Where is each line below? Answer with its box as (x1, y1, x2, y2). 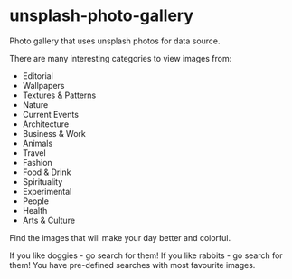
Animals (22, 138, 53, 149)
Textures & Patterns (22, 90, 97, 101)
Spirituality (22, 176, 63, 187)
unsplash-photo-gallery (9, 5, 194, 26)
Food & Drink (22, 167, 71, 178)
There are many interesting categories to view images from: (9, 53, 232, 63)
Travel (22, 147, 47, 159)
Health (22, 205, 48, 216)
